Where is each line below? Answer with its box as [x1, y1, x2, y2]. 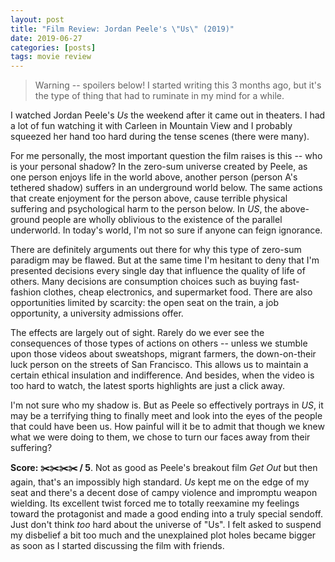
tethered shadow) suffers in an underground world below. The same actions [10, 182, 323, 194]
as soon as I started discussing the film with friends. [10, 540, 225, 552]
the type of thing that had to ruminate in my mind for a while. [34, 90, 285, 102]
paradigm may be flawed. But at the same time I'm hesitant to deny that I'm [10, 254, 320, 266]
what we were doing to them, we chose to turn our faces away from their [10, 431, 311, 443]
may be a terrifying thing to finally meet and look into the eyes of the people [10, 410, 323, 422]
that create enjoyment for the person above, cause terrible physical [10, 192, 288, 205]
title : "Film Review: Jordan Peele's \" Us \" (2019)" [10, 24, 235, 34]
